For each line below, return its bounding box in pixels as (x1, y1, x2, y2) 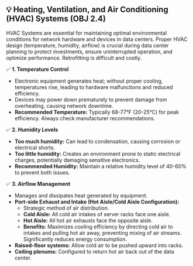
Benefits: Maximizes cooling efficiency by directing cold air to (23, 223, 174, 230)
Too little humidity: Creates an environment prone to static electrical (14, 150, 181, 157)
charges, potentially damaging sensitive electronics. (14, 156, 140, 163)
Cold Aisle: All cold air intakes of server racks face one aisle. (23, 210, 171, 217)
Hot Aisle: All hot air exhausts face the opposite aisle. (23, 217, 153, 224)
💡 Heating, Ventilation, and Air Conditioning (6, 5, 168, 15)
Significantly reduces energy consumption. (23, 236, 127, 243)
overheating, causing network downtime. (14, 102, 114, 109)
